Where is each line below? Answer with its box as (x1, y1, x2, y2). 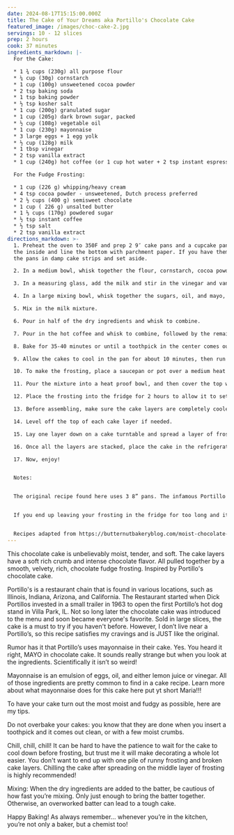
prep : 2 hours (7, 36, 49, 43)
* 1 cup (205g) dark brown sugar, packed (13, 113, 136, 120)
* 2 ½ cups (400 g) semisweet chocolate (13, 196, 132, 204)
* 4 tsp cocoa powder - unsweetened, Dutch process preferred (13, 190, 198, 197)
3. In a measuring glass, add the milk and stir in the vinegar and (13, 280, 217, 287)
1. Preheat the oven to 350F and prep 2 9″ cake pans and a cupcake (13, 241, 217, 249)
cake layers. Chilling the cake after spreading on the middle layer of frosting (7, 763, 225, 772)
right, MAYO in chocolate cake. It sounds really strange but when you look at (7, 650, 227, 658)
